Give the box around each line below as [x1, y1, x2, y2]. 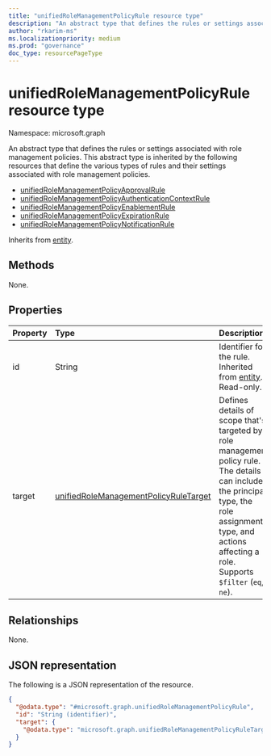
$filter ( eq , [219, 576, 265, 587]
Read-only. [219, 381, 262, 393]
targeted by [219, 425, 263, 436]
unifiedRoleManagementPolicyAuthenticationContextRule [19, 193, 211, 203]
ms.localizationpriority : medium [8, 34, 121, 43]
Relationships [8, 613, 79, 627]
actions [219, 535, 248, 547]
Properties [8, 304, 63, 317]
